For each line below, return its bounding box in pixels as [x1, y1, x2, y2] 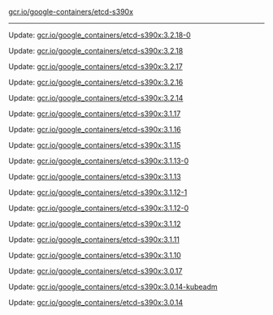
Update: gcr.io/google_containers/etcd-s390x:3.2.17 [8, 62, 183, 71]
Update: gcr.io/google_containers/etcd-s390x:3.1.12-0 [8, 203, 189, 213]
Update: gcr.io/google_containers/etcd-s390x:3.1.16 [8, 125, 181, 134]
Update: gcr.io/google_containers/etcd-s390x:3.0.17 [8, 266, 183, 275]
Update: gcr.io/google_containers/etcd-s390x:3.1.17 [8, 109, 181, 119]
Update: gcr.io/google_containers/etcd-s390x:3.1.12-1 [8, 188, 188, 197]
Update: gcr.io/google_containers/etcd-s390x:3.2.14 [8, 93, 184, 102]
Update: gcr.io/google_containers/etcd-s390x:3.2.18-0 [8, 30, 191, 40]
